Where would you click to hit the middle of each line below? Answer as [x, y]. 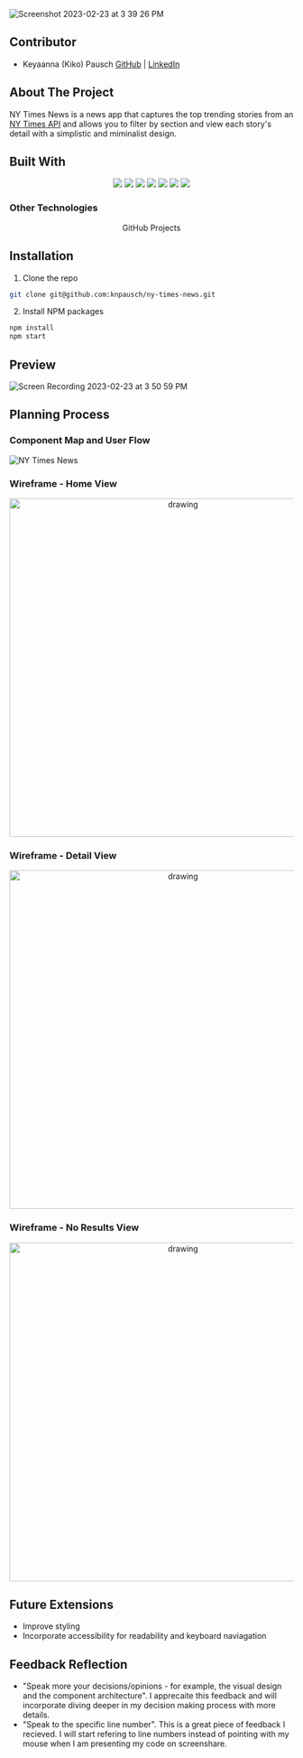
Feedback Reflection [69, 1665]
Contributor [43, 42]
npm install [32, 328]
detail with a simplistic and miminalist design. [93, 133]
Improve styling [51, 1626]
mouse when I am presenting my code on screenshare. [124, 1744]
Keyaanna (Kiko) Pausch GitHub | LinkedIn [101, 64]
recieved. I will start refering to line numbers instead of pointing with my [156, 1735]
